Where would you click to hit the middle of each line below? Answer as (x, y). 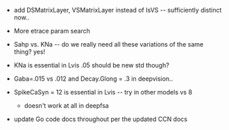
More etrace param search (52, 31)
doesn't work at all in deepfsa (66, 106)
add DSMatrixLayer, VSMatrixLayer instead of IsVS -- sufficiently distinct (118, 10)
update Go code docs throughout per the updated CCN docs (100, 119)
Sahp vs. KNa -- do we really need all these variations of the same (108, 44)
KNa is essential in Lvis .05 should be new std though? (92, 65)
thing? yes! (29, 52)
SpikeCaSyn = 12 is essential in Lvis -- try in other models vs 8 (103, 92)
